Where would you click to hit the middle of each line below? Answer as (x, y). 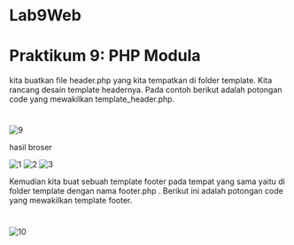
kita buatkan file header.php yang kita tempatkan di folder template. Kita (141, 80)
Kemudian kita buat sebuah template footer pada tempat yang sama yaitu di (147, 181)
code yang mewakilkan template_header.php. (92, 99)
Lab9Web (45, 15)
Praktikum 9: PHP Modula (105, 56)
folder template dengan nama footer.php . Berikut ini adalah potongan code (146, 191)
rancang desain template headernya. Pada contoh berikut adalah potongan (146, 90)
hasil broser (31, 148)
